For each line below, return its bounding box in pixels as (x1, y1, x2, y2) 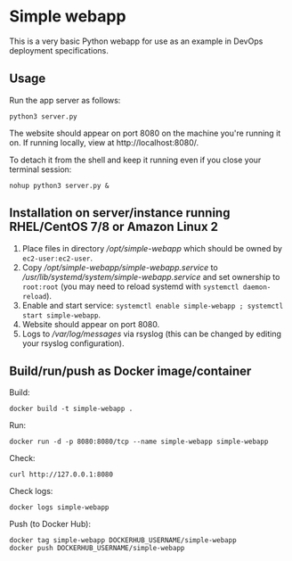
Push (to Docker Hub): (9, 519, 92, 530)
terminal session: (9, 163, 72, 175)
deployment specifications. (9, 45, 109, 55)
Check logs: (9, 486, 53, 497)
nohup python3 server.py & (9, 181, 109, 190)
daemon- (242, 283, 272, 292)
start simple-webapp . (21, 309, 101, 320)
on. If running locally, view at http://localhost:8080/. (9, 136, 199, 148)
